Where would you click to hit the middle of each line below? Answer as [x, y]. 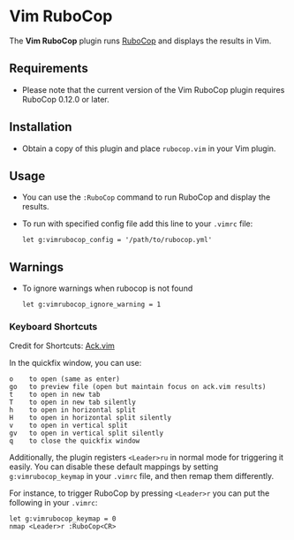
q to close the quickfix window [75, 441]
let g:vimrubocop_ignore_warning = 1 [91, 305]
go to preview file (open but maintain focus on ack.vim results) [138, 387]
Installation [41, 127]
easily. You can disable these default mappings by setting [114, 467]
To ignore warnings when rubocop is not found [107, 288]
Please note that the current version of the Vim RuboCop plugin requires [153, 89]
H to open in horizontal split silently [90, 418]
